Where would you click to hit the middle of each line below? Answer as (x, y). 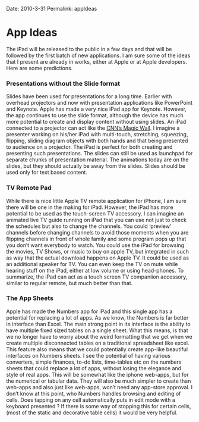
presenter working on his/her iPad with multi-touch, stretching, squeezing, (97, 135)
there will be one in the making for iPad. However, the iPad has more (90, 207)
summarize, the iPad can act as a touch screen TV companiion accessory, (97, 277)
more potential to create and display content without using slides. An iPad (96, 122)
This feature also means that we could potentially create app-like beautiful (97, 349)
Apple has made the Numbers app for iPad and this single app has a (89, 311)
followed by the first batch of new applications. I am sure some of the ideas (98, 55)
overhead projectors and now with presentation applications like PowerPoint (99, 103)
